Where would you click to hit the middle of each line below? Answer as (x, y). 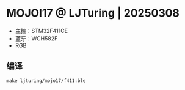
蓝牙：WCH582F (36, 38)
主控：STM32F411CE (42, 31)
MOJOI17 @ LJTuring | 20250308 (93, 13)
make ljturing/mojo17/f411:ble (46, 81)
